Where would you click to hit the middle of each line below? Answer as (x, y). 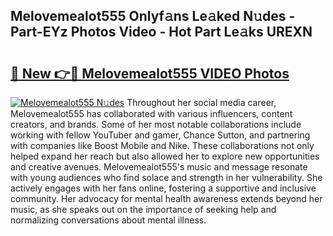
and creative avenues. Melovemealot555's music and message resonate (159, 167)
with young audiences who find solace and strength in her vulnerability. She (166, 177)
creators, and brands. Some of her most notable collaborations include (156, 124)
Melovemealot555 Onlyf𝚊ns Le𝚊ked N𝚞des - (153, 16)
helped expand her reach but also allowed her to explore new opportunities (165, 156)
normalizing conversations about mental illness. (108, 220)
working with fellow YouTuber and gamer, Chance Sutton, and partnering (160, 135)
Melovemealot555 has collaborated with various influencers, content (151, 113)
